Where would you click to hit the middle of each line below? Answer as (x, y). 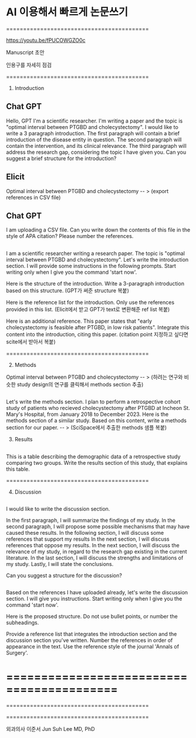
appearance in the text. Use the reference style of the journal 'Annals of (93, 647)
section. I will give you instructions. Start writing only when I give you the (94, 599)
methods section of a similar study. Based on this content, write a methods (96, 421)
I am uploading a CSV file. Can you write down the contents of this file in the (98, 230)
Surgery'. (17, 653)
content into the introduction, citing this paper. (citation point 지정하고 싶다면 (97, 334)
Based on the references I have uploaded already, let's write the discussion (97, 593)
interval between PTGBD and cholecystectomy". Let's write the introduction (97, 259)
